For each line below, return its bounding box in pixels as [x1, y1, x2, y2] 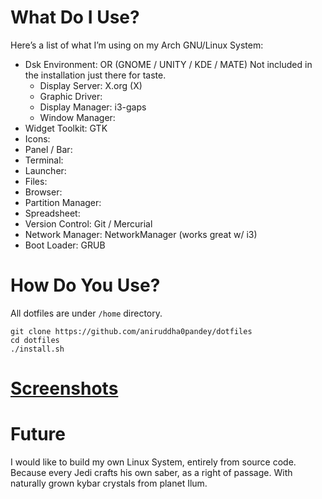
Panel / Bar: [24, 143, 73, 155]
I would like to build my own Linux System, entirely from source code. [10, 456, 297, 468]
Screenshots [10, 377, 119, 400]
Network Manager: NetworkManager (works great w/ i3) [24, 228, 258, 240]
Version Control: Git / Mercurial [24, 217, 153, 230]
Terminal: [24, 154, 64, 166]
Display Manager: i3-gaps [39, 101, 147, 113]
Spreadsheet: [24, 207, 81, 219]
